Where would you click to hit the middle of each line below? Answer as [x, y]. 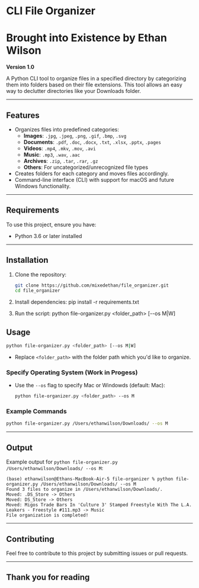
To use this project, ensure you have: [51, 224]
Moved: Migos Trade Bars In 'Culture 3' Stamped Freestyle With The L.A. [99, 505]
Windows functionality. [43, 186]
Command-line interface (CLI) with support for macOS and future [94, 179]
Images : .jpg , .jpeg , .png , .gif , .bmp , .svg [75, 136]
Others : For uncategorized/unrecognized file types [86, 167]
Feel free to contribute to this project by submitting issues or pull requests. [97, 553]
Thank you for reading [48, 578]
